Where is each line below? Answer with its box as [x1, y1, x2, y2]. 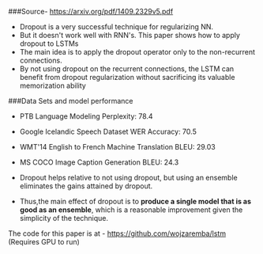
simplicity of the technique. [19, 214, 109, 222]
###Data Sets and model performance [8, 97, 133, 105]
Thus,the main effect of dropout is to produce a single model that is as [19, 197, 251, 206]
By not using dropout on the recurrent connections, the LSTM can [19, 64, 235, 74]
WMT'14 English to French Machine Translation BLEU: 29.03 [19, 142, 216, 151]
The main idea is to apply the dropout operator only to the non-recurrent [19, 47, 255, 56]
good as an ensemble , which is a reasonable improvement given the [19, 205, 243, 214]
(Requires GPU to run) [8, 237, 81, 246]
